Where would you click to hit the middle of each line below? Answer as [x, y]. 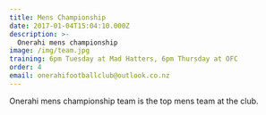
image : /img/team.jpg [50, 51]
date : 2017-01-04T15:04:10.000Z [69, 26]
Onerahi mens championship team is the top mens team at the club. [134, 101]
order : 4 [26, 68]
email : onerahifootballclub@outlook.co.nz [90, 76]
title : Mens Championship [57, 17]
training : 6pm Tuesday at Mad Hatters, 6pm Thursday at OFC [124, 59]
